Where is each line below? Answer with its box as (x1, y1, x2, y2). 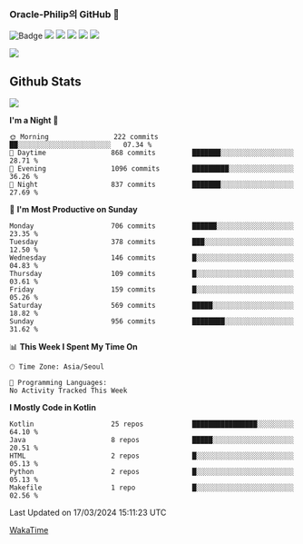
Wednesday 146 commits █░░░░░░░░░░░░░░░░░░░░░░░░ (9, 253, 295, 262)
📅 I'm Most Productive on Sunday (9, 204, 138, 215)
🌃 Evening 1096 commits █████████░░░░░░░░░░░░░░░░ (9, 164, 295, 173)
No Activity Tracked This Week (9, 386, 128, 396)
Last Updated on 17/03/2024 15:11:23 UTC (9, 507, 167, 519)
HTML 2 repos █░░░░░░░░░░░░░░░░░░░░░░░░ (9, 451, 295, 460)
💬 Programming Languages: (9, 379, 107, 388)
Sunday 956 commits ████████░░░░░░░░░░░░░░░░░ (9, 317, 295, 326)
